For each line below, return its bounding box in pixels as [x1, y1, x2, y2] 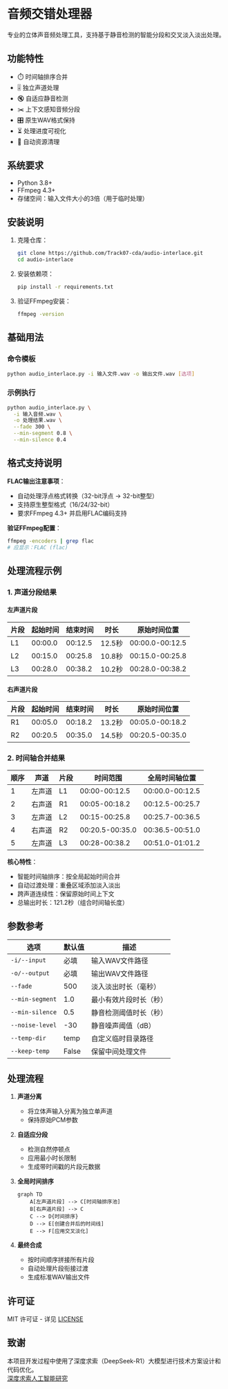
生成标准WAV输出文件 [27, 1273, 90, 1282]
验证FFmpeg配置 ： [7, 524, 61, 532]
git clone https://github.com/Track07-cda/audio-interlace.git [17, 250, 204, 257]
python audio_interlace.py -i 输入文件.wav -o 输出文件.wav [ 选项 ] [7, 370, 195, 378]
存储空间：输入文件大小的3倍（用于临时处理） [17, 194, 149, 202]
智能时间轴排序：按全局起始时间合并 [17, 872, 121, 881]
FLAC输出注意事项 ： [7, 477, 66, 485]
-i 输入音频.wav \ [13, 410, 62, 418]
